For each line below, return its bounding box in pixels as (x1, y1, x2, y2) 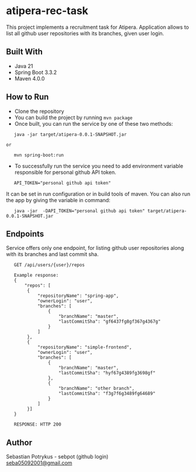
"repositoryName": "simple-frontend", (37, 344, 132, 350)
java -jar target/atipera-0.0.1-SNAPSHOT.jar (13, 131, 127, 138)
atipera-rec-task (6, 4, 89, 18)
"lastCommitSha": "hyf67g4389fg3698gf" (58, 370, 156, 376)
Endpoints (6, 229, 44, 239)
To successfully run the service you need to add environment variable (14, 162, 183, 169)
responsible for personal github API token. (14, 169, 116, 176)
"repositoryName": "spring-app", (37, 293, 119, 299)
